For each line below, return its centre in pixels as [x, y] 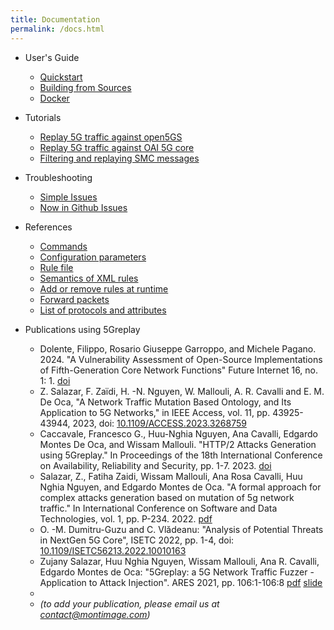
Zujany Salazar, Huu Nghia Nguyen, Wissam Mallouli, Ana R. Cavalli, [179, 561]
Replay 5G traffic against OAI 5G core [117, 147]
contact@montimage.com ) [95, 614]
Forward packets [74, 299]
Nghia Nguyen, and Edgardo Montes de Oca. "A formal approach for [180, 487]
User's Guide [52, 57]
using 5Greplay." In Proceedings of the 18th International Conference [181, 455]
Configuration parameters [93, 257]
